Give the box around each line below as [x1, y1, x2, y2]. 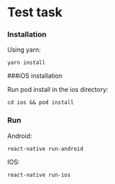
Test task [7, 4, 63, 21]
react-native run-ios [7, 171, 71, 178]
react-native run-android [7, 145, 83, 152]
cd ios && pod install [7, 99, 74, 106]
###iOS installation [7, 71, 63, 80]
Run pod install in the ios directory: [7, 86, 109, 94]
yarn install [7, 59, 46, 67]
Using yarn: [7, 45, 41, 54]
